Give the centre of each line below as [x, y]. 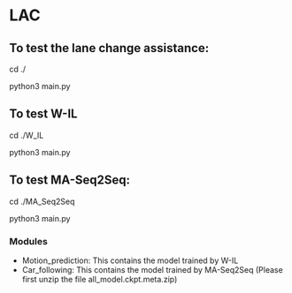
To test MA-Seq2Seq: [70, 180]
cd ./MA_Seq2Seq [42, 201]
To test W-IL [43, 114]
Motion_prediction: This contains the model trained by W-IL [130, 260]
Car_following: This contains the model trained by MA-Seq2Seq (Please [152, 269]
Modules [29, 241]
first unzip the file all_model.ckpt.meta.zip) [100, 279]
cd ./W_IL [27, 135]
